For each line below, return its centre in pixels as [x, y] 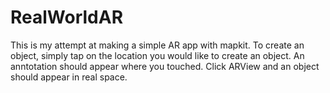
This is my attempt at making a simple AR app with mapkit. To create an [157, 45]
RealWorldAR [67, 17]
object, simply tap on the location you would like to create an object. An [157, 55]
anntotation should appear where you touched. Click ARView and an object [165, 66]
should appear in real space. [69, 77]
